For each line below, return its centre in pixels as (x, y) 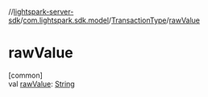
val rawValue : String (42, 83)
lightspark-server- (44, 12)
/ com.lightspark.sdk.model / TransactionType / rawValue (110, 20)
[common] (25, 75)
